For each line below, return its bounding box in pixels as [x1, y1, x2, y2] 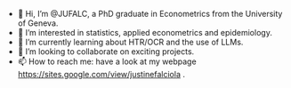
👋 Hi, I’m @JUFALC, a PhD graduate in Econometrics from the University [17, 9, 283, 19]
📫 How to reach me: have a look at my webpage [17, 56, 198, 67]
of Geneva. [17, 18, 59, 28]
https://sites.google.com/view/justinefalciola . [17, 69, 185, 79]
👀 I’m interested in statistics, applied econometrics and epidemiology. [17, 28, 273, 37]
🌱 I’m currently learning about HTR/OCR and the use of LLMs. [17, 36, 244, 47]
